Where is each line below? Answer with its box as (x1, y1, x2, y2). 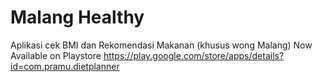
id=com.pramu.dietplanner (10, 60, 120, 72)
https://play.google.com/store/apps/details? (103, 49, 285, 61)
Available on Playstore (10, 49, 102, 61)
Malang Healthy (10, 6, 145, 29)
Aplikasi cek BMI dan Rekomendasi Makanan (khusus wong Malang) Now (10, 39, 313, 51)
